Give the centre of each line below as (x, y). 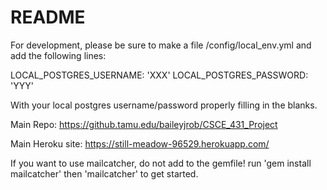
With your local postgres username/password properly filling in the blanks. (164, 105)
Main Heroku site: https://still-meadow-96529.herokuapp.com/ (140, 143)
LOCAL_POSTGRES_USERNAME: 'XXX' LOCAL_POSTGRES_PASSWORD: (159, 75)
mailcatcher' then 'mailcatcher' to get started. (104, 173)
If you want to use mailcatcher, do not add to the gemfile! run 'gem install (161, 163)
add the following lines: (58, 55)
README (48, 17)
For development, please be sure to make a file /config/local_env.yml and (161, 45)
